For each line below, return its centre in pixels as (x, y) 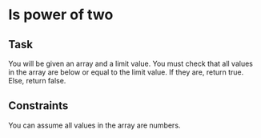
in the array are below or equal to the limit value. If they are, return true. (126, 72)
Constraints (38, 106)
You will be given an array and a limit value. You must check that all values (131, 63)
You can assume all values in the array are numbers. (94, 125)
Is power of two (61, 15)
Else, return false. (37, 81)
